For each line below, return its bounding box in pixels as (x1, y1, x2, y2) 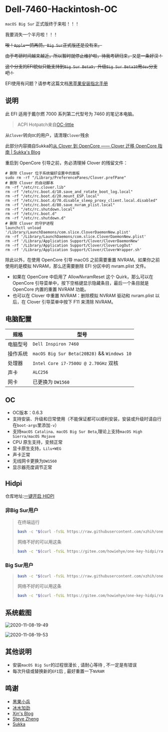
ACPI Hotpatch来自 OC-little (17, 121, 74, 128)
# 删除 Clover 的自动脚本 (5, 180, 54, 185)
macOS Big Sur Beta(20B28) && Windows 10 (32, 350, 131, 357)
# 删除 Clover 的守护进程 (5, 221, 54, 226)
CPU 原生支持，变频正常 (12, 439, 63, 445)
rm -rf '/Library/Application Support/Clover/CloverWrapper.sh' (5, 247, 142, 252)
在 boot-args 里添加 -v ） (12, 422, 59, 428)
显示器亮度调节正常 (12, 464, 52, 470)
